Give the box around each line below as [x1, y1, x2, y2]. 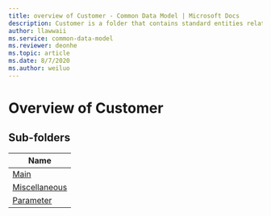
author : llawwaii [8, 27, 67, 35]
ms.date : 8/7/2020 [8, 57, 70, 65]
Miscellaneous [12, 181, 68, 193]
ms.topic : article [8, 49, 70, 57]
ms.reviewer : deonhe [8, 42, 78, 50]
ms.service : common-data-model [8, 34, 114, 43]
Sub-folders [8, 131, 71, 145]
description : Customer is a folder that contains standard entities [8, 19, 244, 27]
